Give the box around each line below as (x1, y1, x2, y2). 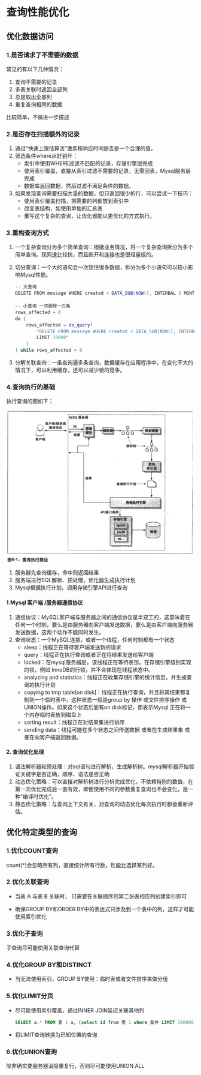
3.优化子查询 (6, 929, 43, 938)
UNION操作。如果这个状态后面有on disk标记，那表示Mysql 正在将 (23, 703, 186, 711)
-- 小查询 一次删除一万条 (14, 303, 71, 309)
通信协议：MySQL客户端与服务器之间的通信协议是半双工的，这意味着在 (14, 613, 190, 621)
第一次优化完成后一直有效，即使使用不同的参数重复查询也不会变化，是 (14, 785, 188, 792)
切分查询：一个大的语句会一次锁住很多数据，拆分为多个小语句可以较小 (14, 263, 188, 271)
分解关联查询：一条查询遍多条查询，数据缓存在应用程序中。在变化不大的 (14, 359, 193, 366)
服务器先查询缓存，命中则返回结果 (14, 569, 99, 576)
